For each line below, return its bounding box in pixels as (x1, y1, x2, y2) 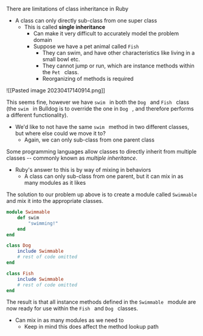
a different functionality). (6, 112, 69, 118)
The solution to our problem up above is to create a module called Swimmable (6, 191, 198, 198)
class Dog (6, 242, 32, 249)
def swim (17, 214, 40, 221)
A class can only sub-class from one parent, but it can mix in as (24, 173, 184, 180)
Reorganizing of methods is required (42, 75, 134, 82)
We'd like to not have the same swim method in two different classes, (15, 123, 190, 130)
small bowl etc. (42, 56, 80, 63)
